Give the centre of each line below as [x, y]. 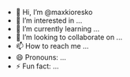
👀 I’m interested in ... [49, 20]
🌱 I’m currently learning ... [58, 29]
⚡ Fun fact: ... [37, 66]
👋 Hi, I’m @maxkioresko [54, 12]
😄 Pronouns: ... [41, 57]
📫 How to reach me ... [52, 46]
